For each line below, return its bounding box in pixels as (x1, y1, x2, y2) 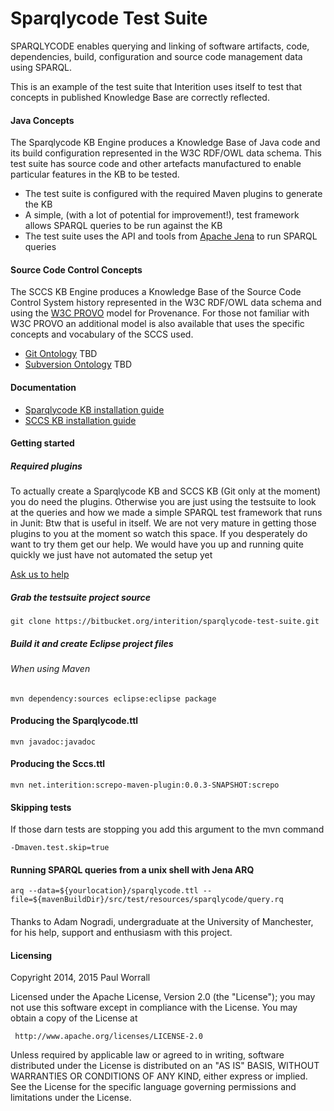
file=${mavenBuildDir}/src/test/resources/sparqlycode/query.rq (10, 895, 284, 905)
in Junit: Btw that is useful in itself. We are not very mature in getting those (10, 517, 317, 529)
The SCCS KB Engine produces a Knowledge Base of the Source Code (10, 286, 302, 298)
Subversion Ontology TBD (24, 358, 133, 371)
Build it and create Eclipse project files (10, 637, 174, 649)
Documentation (10, 381, 77, 393)
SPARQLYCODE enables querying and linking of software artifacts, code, (10, 40, 310, 52)
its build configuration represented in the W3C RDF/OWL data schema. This (10, 147, 322, 159)
